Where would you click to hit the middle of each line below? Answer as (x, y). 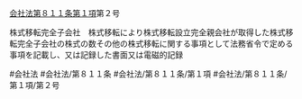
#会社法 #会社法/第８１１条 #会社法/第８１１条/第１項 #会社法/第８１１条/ (148, 74)
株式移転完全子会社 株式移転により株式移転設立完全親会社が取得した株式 (147, 32)
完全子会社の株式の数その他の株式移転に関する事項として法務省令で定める (155, 44)
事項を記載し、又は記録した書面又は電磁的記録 (96, 55)
